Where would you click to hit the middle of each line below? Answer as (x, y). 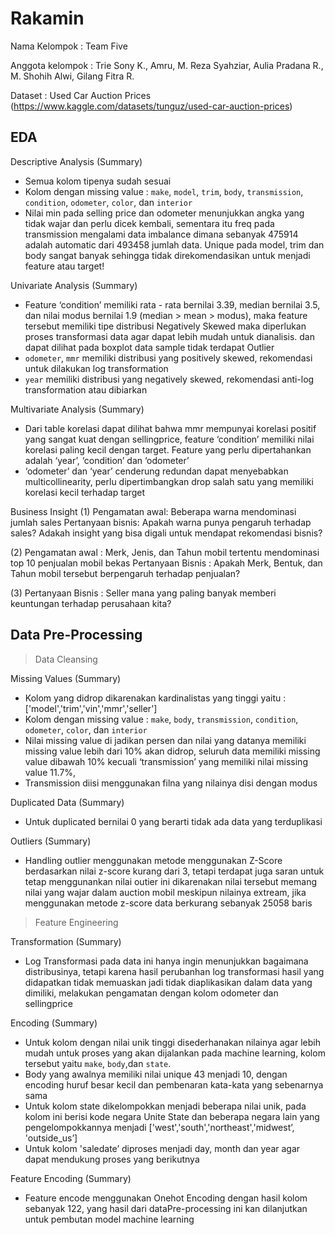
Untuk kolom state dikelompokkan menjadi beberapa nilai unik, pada (165, 1106)
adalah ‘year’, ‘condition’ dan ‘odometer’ (107, 460)
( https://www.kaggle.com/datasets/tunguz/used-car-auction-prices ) (151, 106)
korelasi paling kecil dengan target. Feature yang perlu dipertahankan (168, 449)
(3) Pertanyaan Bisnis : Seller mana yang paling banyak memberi (143, 593)
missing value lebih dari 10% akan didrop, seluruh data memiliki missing (172, 751)
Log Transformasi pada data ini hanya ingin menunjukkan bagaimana (166, 961)
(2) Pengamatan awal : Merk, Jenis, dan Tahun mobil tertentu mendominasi (165, 552)
